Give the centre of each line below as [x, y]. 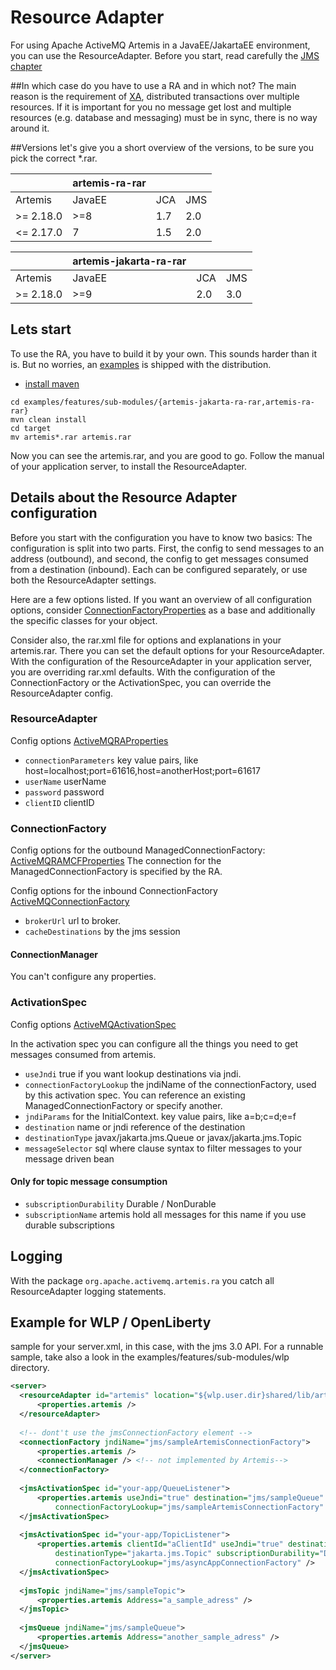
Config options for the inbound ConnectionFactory [114, 891]
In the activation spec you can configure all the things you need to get [154, 1043]
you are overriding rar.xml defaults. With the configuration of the [143, 672]
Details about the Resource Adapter [124, 497]
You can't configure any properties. [83, 977]
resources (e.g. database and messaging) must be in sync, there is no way [164, 117]
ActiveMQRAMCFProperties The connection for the [116, 861]
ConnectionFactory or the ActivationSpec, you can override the [141, 682]
